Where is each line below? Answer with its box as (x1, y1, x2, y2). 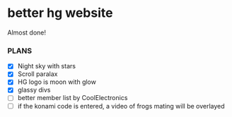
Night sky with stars (17, 62, 76, 70)
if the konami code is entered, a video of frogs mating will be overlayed (17, 101, 225, 110)
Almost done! (7, 28, 47, 37)
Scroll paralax (17, 70, 58, 78)
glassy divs (17, 86, 51, 94)
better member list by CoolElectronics (17, 94, 128, 102)
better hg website (7, 5, 113, 21)
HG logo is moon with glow (17, 78, 97, 86)
